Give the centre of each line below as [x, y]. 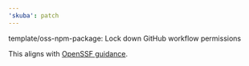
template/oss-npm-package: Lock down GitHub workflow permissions [125, 38]
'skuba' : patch [34, 16]
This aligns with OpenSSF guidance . [68, 53]
